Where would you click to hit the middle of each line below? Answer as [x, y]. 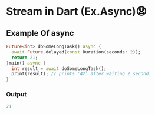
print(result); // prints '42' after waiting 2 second [80, 74]
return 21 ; [25, 58]
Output [17, 95]
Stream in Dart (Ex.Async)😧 [77, 11]
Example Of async [40, 33]
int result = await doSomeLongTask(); [59, 68]
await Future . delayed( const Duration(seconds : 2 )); [76, 52]
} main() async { [26, 63]
